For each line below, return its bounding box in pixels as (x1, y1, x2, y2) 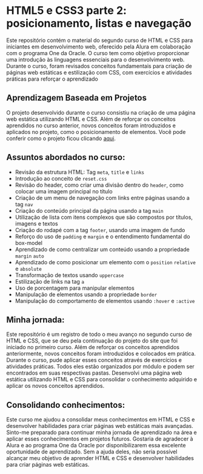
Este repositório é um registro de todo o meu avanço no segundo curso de (6, 331, 192, 338)
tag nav (15, 201, 33, 208)
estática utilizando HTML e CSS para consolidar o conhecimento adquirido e (6, 376, 198, 383)
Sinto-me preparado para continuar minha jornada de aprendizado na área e (6, 429, 197, 436)
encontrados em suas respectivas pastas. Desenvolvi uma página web (6, 369, 182, 376)
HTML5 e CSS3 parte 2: (6, 4, 127, 18)
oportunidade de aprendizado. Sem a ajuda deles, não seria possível (6, 448, 178, 455)
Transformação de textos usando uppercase (15, 271, 124, 279)
